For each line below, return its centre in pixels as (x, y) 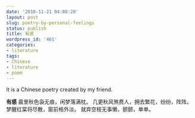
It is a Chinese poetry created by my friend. (60, 89)
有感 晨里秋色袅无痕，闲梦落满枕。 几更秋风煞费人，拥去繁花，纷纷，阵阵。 (99, 102)
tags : (13, 56)
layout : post (22, 17)
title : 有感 (20, 34)
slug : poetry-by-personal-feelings (50, 23)
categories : (21, 45)
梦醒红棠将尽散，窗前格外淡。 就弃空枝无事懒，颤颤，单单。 (80, 109)
